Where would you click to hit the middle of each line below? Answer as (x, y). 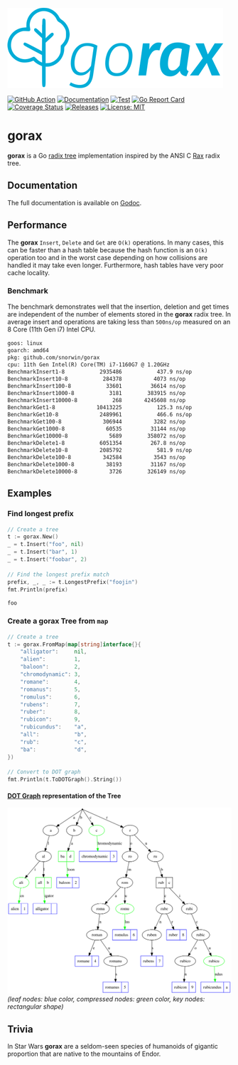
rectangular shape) (36, 1007)
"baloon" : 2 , (50, 667)
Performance (37, 225)
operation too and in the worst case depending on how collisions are (108, 257)
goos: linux (25, 343)
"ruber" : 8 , (50, 712)
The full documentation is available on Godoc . (75, 202)
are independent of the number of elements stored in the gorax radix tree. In (119, 314)
